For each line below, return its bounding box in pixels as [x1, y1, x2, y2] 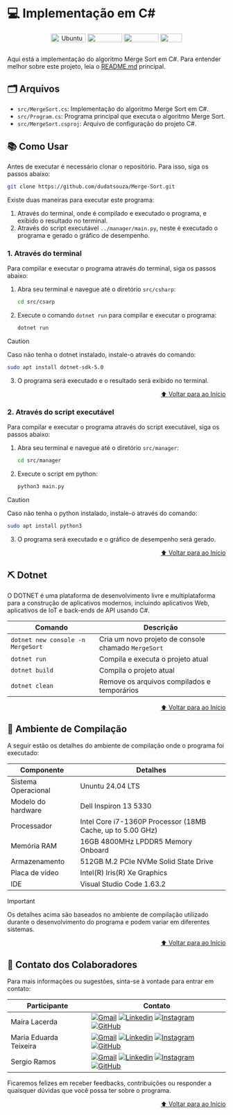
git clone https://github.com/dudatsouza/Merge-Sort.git [7, 183, 175, 191]
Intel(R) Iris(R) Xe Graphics [80, 868, 168, 878]
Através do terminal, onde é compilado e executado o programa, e [17, 209, 207, 217]
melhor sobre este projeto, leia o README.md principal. [7, 62, 166, 70]
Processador [10, 821, 53, 831]
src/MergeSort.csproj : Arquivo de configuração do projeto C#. [17, 119, 197, 128]
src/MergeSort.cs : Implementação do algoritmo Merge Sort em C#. [17, 105, 209, 113]
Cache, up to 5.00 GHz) [80, 826, 158, 836]
